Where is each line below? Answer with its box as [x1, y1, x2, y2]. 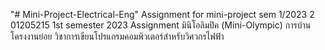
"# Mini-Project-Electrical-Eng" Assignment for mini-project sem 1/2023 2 [10, 9, 315, 20]
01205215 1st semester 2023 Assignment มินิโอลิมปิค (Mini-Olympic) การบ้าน [10, 19, 312, 31]
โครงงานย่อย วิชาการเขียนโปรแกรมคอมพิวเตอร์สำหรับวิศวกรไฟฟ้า [10, 30, 225, 42]
